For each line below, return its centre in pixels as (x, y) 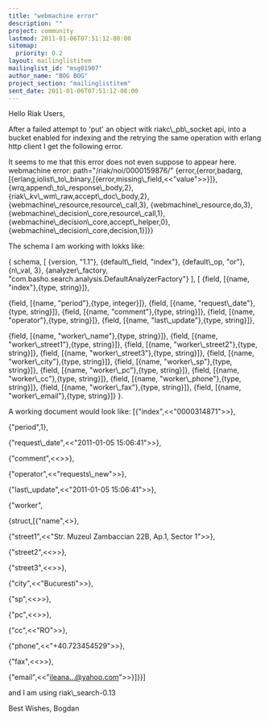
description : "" (35, 23)
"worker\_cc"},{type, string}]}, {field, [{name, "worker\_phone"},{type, (125, 379)
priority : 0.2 (39, 53)
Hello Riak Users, (37, 114)
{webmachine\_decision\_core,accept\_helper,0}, (89, 222)
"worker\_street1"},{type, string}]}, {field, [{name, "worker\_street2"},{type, (133, 344)
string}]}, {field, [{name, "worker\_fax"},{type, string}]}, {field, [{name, (125, 387)
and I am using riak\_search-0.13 (62, 693)
